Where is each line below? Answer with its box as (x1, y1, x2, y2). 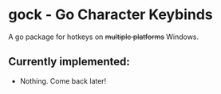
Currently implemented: (8, 55, 130, 69)
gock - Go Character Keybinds (8, 6, 213, 24)
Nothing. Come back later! (19, 76, 107, 85)
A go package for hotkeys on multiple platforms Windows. (8, 32, 199, 41)
